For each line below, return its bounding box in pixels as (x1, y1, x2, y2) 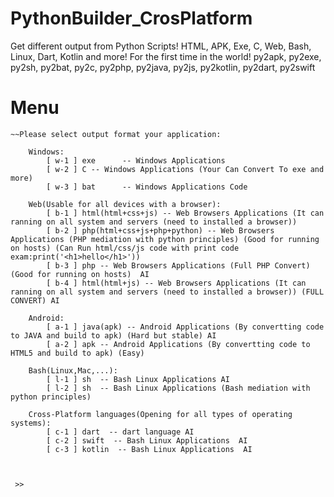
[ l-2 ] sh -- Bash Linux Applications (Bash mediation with (46, 383, 311, 393)
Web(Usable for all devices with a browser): (28, 199, 222, 209)
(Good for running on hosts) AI (10, 269, 150, 279)
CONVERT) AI (10, 295, 60, 306)
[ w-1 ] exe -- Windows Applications (46, 155, 226, 166)
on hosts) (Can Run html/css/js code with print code (10, 243, 240, 253)
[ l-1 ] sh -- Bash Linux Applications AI (46, 374, 230, 384)
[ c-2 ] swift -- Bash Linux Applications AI (46, 435, 248, 446)
